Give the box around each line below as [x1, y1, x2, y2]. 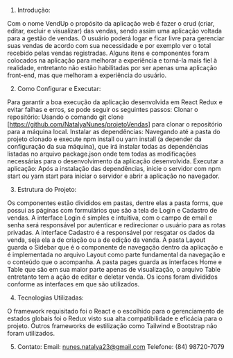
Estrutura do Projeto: [17, 186, 77, 193]
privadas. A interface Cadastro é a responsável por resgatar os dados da [7, 229, 215, 236]
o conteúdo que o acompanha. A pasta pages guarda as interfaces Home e [7, 258, 222, 266]
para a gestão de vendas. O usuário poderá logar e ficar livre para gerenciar [7, 34, 225, 42]
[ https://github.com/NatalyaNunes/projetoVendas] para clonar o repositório [7, 120, 223, 128]
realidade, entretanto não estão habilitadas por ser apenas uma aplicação [7, 64, 217, 72]
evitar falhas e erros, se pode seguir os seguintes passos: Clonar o [7, 106, 198, 113]
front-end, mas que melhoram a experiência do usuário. [7, 71, 167, 79]
